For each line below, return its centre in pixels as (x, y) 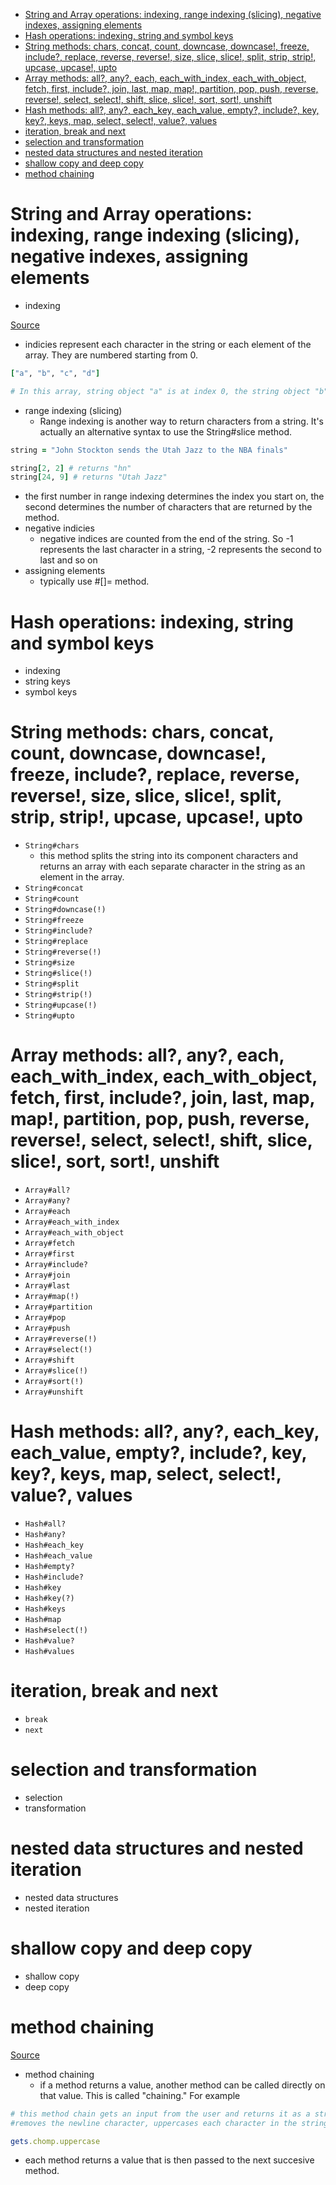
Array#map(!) (52, 1297)
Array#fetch (49, 1244)
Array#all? (47, 1190)
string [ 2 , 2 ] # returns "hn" (71, 468)
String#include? (58, 931)
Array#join (47, 1275)
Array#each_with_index (72, 1222)
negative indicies (59, 528)
